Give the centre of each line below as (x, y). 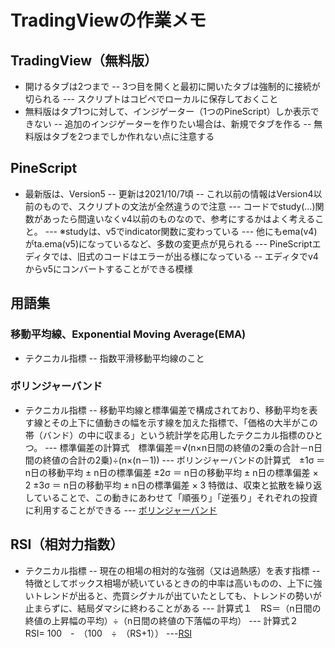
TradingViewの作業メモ (108, 20)
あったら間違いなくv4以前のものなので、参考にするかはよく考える (179, 218)
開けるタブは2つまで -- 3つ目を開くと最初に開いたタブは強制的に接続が (172, 86)
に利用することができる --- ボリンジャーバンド (121, 510)
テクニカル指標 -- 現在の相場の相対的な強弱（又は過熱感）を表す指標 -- (172, 570)
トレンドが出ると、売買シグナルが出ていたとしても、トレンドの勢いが (177, 595)
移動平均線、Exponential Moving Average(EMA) (128, 334)
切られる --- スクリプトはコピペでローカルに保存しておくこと (151, 99)
